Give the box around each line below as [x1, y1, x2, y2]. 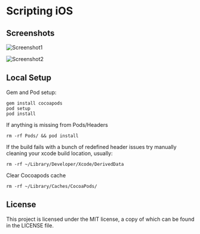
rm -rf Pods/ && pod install [6, 133, 79, 139]
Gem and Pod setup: [6, 89, 57, 96]
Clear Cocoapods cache [6, 172, 66, 179]
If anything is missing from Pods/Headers [6, 121, 109, 128]
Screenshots [6, 28, 55, 38]
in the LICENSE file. [6, 221, 54, 229]
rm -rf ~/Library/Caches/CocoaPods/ [6, 183, 97, 189]
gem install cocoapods [6, 100, 63, 106]
